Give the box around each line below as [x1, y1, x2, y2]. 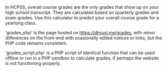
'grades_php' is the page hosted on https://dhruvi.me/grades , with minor [5, 30, 155, 35]
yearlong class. [5, 20, 37, 26]
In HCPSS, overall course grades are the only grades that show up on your [5, 4, 159, 10]
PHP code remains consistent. [5, 40, 68, 46]
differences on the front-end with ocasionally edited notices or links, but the [5, 35, 162, 41]
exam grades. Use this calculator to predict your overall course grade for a [5, 15, 159, 20]
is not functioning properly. [5, 61, 61, 66]
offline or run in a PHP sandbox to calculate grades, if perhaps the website [5, 55, 159, 61]
